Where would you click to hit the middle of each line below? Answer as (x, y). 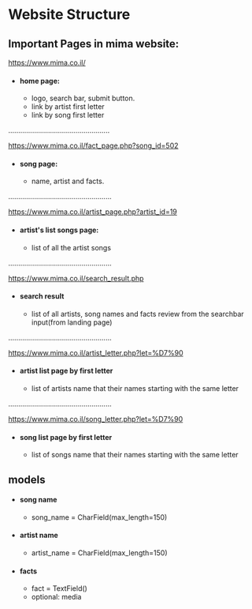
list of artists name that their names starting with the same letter (135, 389)
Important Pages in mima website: (94, 44)
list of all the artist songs (71, 247)
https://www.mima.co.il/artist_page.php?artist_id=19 (93, 212)
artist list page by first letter (66, 371)
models (27, 479)
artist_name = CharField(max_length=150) (99, 553)
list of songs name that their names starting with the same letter (135, 455)
